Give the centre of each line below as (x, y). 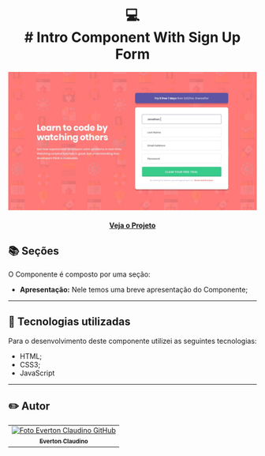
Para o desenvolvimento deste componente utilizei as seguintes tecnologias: (132, 341)
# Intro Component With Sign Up (132, 38)
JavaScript (37, 373)
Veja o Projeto (132, 225)
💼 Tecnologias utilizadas (69, 322)
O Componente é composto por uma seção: (80, 274)
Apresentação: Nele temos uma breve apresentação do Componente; (134, 289)
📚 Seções (34, 251)
